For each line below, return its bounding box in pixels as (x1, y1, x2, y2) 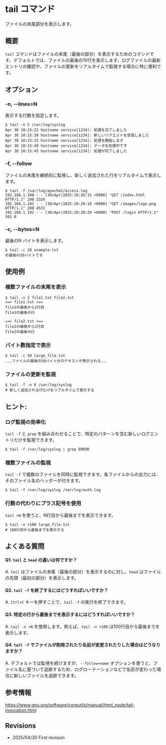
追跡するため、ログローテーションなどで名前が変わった (44, 666, 157, 672)
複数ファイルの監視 (5, 459, 51, 466)
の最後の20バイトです (5, 253, 43, 258)
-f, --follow (5, 160, 32, 167)
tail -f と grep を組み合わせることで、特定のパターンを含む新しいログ (5, 431, 150, 436)
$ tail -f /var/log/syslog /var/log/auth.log (5, 488, 101, 493)
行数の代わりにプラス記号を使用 (5, 500, 82, 507)
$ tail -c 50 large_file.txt (5, 353, 65, 359)
